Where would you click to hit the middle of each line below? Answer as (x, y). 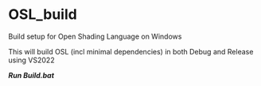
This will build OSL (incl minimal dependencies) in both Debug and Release (131, 51)
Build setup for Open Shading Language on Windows (95, 36)
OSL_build (43, 15)
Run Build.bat (31, 75)
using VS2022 (31, 60)
